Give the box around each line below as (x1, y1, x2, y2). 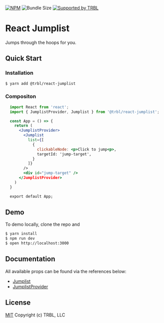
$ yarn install (5, 231, 37, 237)
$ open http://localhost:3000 (5, 241, 69, 246)
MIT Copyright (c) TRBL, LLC (5, 312, 65, 318)
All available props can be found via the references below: (5, 268, 127, 274)
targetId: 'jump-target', (37, 152, 92, 157)
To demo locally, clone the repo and (5, 221, 80, 227)
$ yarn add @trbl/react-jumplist (5, 81, 76, 86)
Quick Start (5, 54, 42, 63)
